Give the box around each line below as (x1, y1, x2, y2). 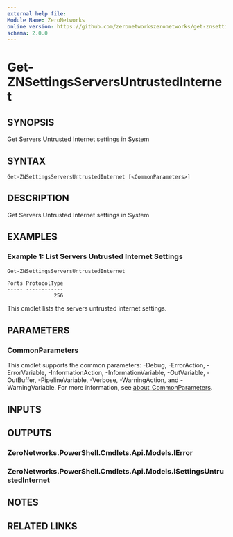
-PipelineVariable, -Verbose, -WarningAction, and (37, 376, 179, 384)
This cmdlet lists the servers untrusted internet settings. (7, 304, 167, 313)
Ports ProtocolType (7, 280, 64, 287)
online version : (7, 23, 54, 30)
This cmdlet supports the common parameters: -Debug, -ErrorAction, (7, 361, 206, 370)
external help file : (7, 10, 67, 17)
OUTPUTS (7, 427, 52, 438)
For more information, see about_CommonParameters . (58, 383, 213, 392)
